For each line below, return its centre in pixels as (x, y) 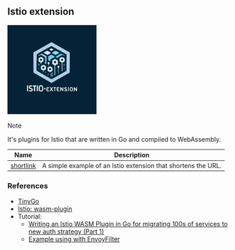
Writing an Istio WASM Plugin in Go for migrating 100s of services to (128, 224)
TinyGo (28, 202)
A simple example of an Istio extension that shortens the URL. (132, 165)
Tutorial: (30, 217)
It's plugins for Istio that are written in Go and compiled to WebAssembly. (114, 139)
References (28, 186)
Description (131, 155)
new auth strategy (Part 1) (66, 231)
